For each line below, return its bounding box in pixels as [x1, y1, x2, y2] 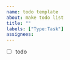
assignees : [6, 32, 34, 38]
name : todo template [6, 8, 59, 15]
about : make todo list [6, 15, 64, 21]
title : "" [6, 20, 32, 26]
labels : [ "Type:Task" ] [6, 25, 64, 32]
